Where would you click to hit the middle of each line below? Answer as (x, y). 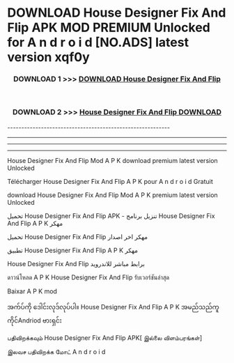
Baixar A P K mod (32, 291)
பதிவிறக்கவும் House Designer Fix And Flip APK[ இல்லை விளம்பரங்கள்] (105, 338)
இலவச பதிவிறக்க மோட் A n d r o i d (56, 352)
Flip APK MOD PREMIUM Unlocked (109, 28)
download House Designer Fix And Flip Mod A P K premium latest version (112, 195)
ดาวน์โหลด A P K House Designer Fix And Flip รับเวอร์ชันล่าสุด (88, 277)
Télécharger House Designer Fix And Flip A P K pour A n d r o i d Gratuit (110, 181)
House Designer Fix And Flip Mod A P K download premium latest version (112, 160)
